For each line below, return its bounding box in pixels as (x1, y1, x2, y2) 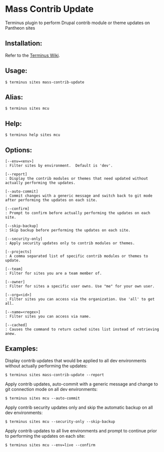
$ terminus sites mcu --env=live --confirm (5, 442, 96, 448)
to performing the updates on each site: (5, 433, 85, 439)
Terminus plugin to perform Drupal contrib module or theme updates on (5, 20, 150, 26)
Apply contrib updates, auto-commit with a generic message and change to (5, 381, 158, 387)
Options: (5, 146, 32, 154)
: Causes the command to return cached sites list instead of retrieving (5, 327, 160, 332)
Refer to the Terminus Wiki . (5, 52, 60, 58)
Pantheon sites (5, 25, 35, 31)
